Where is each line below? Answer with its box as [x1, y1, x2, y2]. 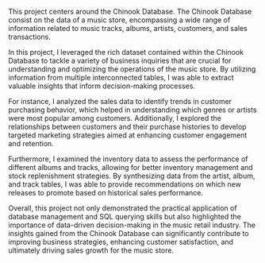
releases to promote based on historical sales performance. [8, 188, 204, 197]
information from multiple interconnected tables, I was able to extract [8, 73, 234, 82]
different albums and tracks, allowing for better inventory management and [8, 163, 254, 172]
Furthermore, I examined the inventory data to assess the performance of [8, 154, 248, 164]
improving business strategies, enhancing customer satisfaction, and [8, 238, 234, 246]
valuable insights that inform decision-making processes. [8, 81, 196, 91]
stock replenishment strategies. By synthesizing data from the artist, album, [8, 171, 255, 180]
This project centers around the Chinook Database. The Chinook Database [8, 7, 252, 16]
